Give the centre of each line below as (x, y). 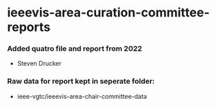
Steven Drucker (39, 64)
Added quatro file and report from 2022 (75, 49)
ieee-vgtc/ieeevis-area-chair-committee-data (82, 96)
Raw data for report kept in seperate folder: (81, 82)
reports (29, 27)
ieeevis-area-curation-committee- (109, 13)
